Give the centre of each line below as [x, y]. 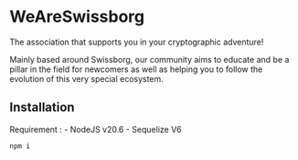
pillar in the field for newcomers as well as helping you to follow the [136, 69]
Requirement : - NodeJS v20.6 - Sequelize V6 [96, 129]
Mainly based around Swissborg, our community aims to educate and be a [149, 59]
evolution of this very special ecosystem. [87, 78]
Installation [42, 108]
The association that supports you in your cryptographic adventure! [137, 42]
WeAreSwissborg [77, 17]
